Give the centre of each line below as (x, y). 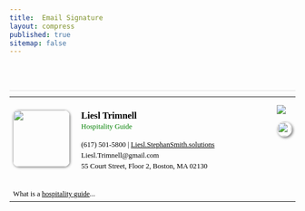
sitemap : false (38, 43)
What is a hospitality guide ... (54, 194)
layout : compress (42, 26)
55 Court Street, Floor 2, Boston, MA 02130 (144, 166)
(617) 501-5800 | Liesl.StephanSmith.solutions (148, 144)
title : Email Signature (56, 18)
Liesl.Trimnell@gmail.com (120, 155)
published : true (40, 34)
